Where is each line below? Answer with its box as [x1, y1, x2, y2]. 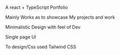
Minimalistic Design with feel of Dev [5, 24, 81, 30]
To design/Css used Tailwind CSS [5, 44, 77, 50]
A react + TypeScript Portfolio [5, 5, 68, 10]
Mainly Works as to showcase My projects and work [5, 14, 115, 20]
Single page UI [5, 34, 37, 40]
